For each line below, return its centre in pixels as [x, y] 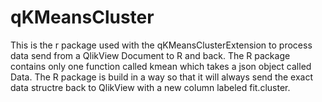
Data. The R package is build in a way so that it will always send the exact [161, 77]
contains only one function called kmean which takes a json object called [161, 66]
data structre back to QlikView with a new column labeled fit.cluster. [150, 87]
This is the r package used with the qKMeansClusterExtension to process [161, 45]
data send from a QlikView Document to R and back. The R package [150, 55]
